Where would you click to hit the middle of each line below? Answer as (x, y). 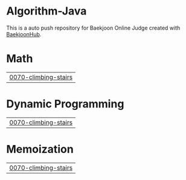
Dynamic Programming (65, 104)
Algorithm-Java (46, 11)
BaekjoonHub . (24, 34)
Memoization (40, 149)
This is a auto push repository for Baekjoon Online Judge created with (93, 28)
